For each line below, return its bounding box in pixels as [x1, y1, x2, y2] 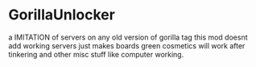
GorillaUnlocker [8, 6, 115, 24]
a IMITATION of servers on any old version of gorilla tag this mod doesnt [8, 32, 248, 42]
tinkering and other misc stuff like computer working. [8, 49, 184, 59]
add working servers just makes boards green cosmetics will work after [8, 40, 246, 50]
